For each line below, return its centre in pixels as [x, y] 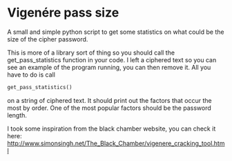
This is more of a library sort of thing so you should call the [91, 53]
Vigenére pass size [63, 13]
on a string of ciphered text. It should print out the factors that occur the [109, 100]
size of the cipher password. [48, 39]
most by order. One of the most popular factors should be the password [109, 108]
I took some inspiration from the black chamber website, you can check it [112, 129]
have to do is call [31, 75]
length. [17, 115]
